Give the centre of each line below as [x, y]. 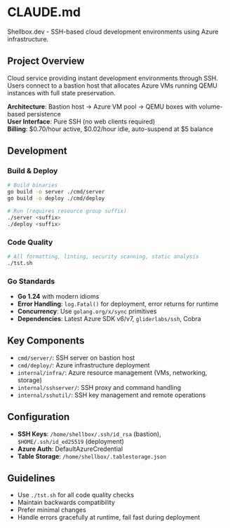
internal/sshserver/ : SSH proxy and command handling [99, 387]
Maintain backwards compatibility [66, 503]
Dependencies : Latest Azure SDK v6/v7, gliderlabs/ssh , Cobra [109, 319]
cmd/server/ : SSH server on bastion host [76, 358]
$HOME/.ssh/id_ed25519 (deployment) [71, 441]
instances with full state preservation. [61, 93]
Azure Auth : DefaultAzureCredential [70, 449]
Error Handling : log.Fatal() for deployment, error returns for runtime [118, 304]
